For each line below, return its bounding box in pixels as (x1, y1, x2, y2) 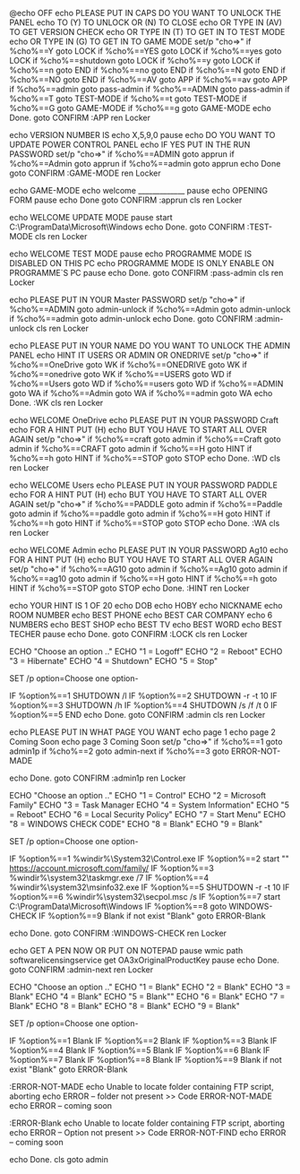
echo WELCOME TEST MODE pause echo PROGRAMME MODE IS (9, 248, 253, 259)
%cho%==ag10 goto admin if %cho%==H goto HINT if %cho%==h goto (9, 574, 278, 583)
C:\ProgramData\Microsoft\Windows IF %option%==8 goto (9, 901, 227, 911)
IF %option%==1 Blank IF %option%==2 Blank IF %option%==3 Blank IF (9, 1035, 278, 1046)
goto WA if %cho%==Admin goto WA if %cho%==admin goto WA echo (9, 388, 273, 398)
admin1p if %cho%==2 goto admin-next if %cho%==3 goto (9, 746, 230, 756)
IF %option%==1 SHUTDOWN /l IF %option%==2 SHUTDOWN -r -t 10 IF (9, 690, 278, 701)
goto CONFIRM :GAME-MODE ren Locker (9, 168, 161, 178)
